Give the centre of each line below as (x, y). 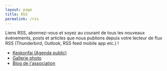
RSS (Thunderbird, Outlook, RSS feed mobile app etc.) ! (62, 43)
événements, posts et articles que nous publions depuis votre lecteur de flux (84, 38)
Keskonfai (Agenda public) (40, 53)
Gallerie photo (27, 58)
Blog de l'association (34, 63)
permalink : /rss (22, 19)
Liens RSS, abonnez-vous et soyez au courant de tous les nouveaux (75, 33)
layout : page (19, 10)
